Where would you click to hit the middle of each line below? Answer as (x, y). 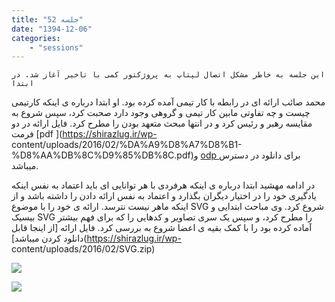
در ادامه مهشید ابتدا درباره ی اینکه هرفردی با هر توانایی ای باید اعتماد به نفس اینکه (163, 185)
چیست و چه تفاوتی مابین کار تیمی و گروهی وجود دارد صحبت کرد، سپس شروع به (161, 113)
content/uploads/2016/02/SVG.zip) (83, 249)
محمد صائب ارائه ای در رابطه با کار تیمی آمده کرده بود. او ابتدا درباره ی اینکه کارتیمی (168, 102)
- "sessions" (56, 47)
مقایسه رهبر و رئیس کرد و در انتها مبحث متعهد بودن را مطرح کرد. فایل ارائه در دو (162, 123)
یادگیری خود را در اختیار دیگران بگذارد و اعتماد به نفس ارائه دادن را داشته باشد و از (164, 196)
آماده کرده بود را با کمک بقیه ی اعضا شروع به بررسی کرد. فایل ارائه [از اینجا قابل (162, 228)
